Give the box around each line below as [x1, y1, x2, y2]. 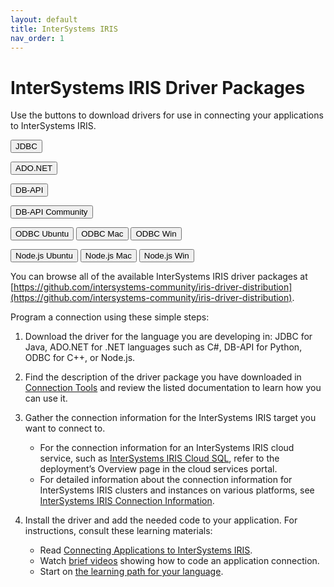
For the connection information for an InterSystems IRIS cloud [39, 442, 295, 454]
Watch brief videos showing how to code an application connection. [39, 555, 320, 567]
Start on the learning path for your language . [39, 566, 224, 578]
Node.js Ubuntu [15, 251, 73, 261]
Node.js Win [143, 251, 190, 261]
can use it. [24, 392, 68, 405]
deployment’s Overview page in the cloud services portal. [39, 463, 278, 475]
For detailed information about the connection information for [39, 474, 293, 486]
